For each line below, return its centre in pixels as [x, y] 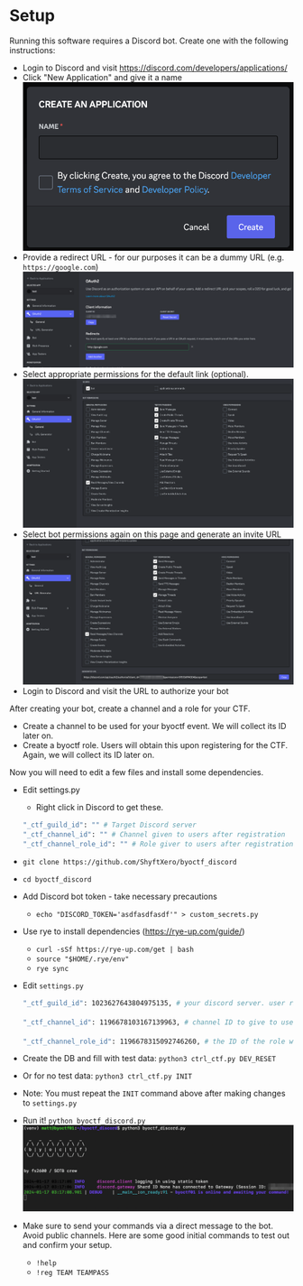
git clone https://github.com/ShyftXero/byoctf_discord [129, 863]
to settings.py [50, 1103]
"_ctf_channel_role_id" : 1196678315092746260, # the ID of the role [154, 1041]
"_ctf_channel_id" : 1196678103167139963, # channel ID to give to [150, 1022]
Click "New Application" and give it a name [102, 77]
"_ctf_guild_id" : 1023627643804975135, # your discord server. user [154, 1004]
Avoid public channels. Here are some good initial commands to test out [156, 1235]
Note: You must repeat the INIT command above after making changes [154, 1094]
